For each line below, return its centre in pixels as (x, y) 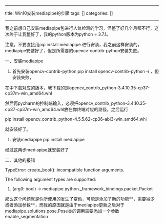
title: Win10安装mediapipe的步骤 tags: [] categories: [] (59, 13)
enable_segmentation (27, 216)
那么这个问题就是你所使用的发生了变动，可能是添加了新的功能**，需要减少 (80, 199)
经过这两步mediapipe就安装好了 (37, 150)
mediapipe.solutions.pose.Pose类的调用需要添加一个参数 (62, 211)
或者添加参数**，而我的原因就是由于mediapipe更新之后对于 (65, 205)
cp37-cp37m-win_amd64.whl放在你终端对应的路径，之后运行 (67, 109)
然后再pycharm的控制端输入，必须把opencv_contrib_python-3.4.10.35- (76, 103)
